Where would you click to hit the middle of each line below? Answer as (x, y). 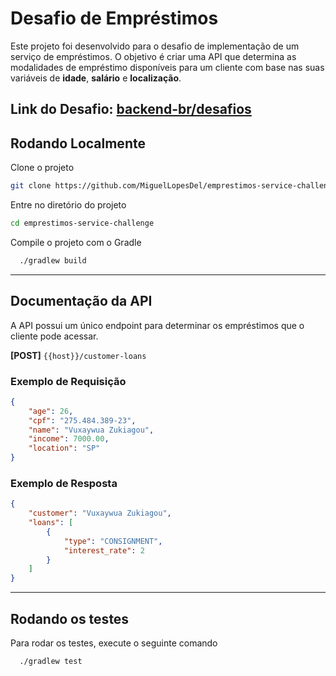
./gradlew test (51, 661)
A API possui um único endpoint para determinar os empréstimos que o (157, 325)
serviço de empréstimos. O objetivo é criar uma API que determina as (153, 56)
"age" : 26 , (51, 411)
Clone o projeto (42, 168)
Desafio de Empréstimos (114, 18)
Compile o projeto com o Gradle (76, 242)
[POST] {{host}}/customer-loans (78, 355)
